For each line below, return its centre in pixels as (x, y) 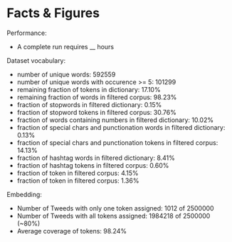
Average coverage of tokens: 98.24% (72, 231)
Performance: (27, 33)
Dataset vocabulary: (36, 60)
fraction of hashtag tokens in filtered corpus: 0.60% (93, 165)
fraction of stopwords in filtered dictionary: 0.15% (89, 104)
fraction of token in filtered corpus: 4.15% (78, 173)
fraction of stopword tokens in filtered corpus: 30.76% (97, 112)
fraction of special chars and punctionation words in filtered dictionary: (121, 127)
